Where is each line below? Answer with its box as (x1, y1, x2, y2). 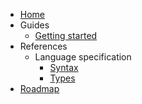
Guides (19, 19, 50, 31)
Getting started (34, 30, 98, 41)
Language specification (34, 51, 132, 63)
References (19, 40, 68, 52)
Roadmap (19, 83, 60, 94)
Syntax (49, 62, 79, 73)
